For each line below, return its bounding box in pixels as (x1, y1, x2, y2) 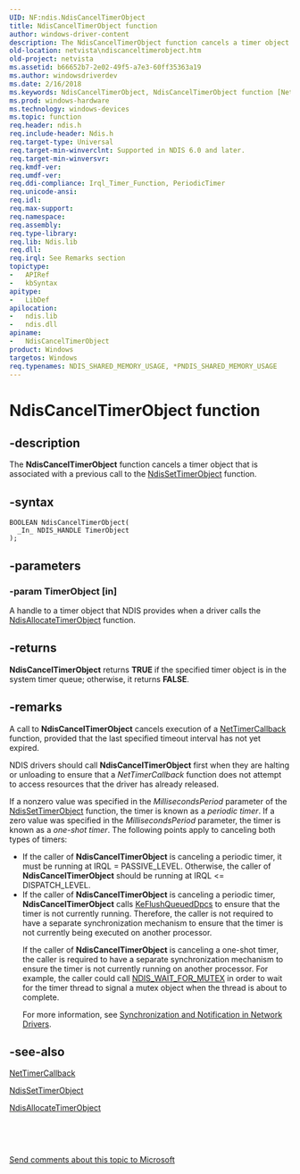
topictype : (9, 262, 50, 271)
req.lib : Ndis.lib (9, 237, 78, 246)
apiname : (9, 329, 42, 337)
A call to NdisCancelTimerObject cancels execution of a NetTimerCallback (9, 723, 287, 734)
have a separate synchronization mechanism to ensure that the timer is (21, 917, 284, 928)
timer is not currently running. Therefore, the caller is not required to (21, 908, 274, 919)
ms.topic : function (9, 112, 82, 121)
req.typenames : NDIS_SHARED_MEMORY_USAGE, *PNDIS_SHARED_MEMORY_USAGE (9, 362, 278, 371)
